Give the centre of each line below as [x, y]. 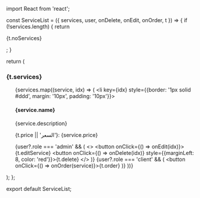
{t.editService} [33, 153]
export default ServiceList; [39, 188]
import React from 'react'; [38, 9]
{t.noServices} [24, 38]
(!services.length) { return [38, 27]
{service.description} [41, 123]
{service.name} [35, 109]
